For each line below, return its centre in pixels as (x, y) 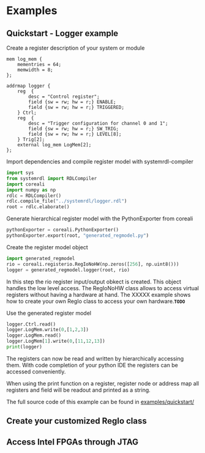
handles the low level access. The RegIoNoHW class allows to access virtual (102, 288)
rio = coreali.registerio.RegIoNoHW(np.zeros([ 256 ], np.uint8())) (93, 264)
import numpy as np (31, 190)
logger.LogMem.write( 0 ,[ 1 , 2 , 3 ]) (47, 330)
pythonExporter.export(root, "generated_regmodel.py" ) (78, 236)
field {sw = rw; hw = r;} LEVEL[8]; (75, 134)
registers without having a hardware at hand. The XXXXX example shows (99, 294)
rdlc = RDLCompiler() (34, 196)
